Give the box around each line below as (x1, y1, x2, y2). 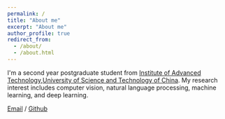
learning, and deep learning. (7, 90, 89, 99)
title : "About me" (7, 17, 61, 24)
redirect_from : (7, 36, 52, 43)
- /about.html (13, 50, 55, 57)
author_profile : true (7, 29, 71, 37)
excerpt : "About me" (7, 23, 68, 30)
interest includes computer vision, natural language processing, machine (7, 83, 217, 92)
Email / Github (7, 104, 48, 113)
